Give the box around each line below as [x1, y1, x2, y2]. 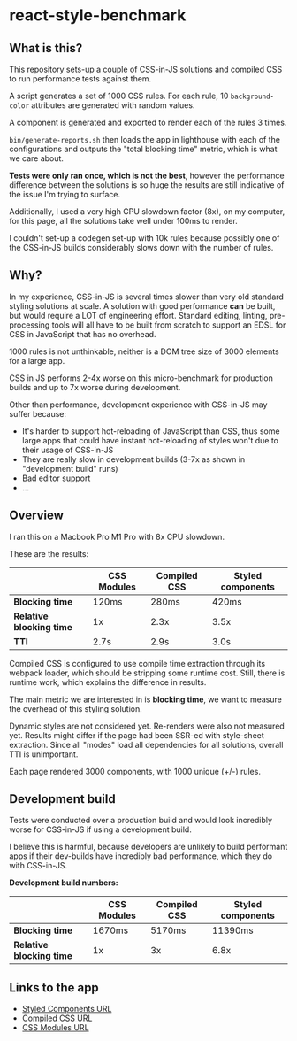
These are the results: [9, 548, 89, 559]
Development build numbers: [9, 877, 119, 888]
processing [9, 320, 50, 330]
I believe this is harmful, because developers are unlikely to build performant [9, 842, 288, 852]
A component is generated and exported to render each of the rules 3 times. [9, 117, 287, 127]
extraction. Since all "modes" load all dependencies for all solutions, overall [9, 739, 284, 750]
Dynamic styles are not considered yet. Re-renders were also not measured [9, 721, 285, 731]
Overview [9, 508, 65, 523]
